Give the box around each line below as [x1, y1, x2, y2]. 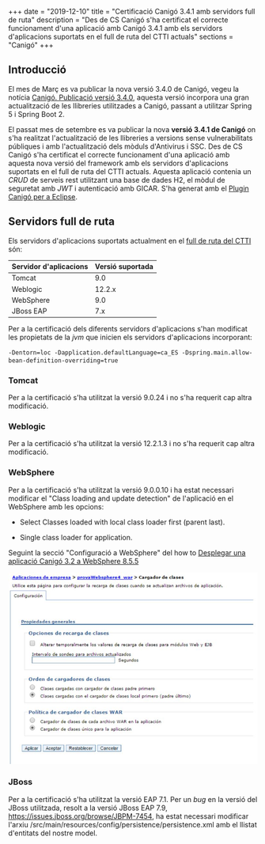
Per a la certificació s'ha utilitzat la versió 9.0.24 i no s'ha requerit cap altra [8, 392, 252, 402]
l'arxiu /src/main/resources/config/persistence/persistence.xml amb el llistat [8, 819, 257, 829]
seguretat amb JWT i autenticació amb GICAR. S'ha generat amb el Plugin [8, 184, 249, 193]
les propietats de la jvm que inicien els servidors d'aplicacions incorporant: [8, 332, 253, 342]
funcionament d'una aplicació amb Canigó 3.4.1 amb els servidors [8, 24, 223, 32]
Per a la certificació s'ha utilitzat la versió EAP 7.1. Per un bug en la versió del [8, 794, 258, 804]
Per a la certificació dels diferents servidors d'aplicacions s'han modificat [8, 324, 248, 333]
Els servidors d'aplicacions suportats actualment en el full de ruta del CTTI [8, 236, 252, 245]
